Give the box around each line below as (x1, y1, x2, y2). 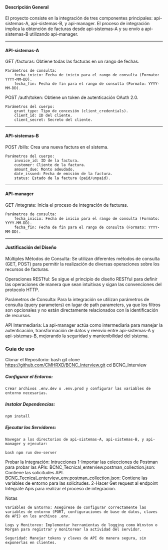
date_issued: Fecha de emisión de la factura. (14, 171, 113, 176)
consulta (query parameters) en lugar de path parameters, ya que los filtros (5, 302, 161, 308)
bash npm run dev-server (5, 450, 57, 455)
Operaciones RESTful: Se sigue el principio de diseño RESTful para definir (5, 276, 157, 282)
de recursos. (5, 313, 31, 319)
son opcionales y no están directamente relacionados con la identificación (5, 307, 158, 313)
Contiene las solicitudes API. (5, 470, 64, 476)
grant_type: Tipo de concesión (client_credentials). (14, 108, 128, 114)
